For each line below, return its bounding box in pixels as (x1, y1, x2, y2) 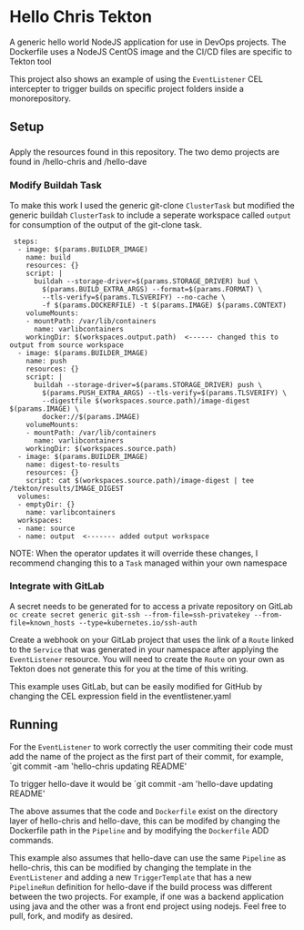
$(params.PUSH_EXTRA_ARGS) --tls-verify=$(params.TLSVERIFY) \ (42, 388, 287, 397)
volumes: (17, 492, 51, 501)
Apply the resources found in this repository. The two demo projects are (9, 147, 280, 158)
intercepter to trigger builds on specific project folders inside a (9, 83, 244, 94)
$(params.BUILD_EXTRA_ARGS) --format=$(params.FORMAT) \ (42, 284, 262, 293)
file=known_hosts (9, 618, 76, 628)
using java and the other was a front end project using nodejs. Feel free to (9, 900, 287, 912)
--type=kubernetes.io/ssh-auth (78, 618, 198, 628)
